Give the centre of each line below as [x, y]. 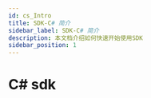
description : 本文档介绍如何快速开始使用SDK [76, 38]
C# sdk [32, 85]
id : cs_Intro [30, 16]
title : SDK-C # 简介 [40, 23]
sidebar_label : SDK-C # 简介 [54, 30]
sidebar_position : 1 [43, 45]
